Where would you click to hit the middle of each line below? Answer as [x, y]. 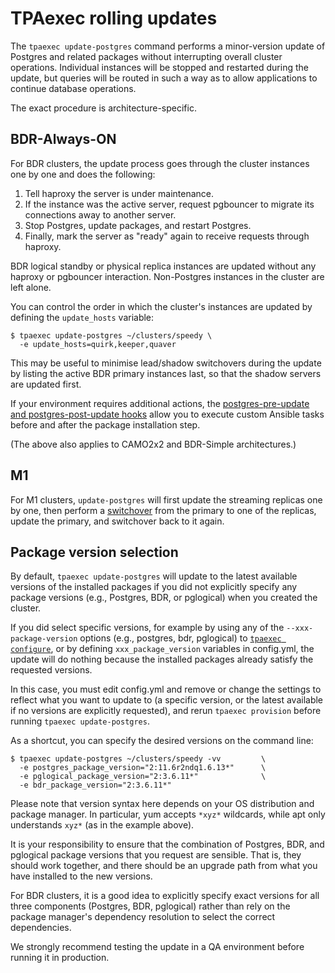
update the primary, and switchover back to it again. [117, 521]
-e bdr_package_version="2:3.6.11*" [95, 785]
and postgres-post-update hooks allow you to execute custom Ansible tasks [167, 414]
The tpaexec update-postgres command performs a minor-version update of [168, 46]
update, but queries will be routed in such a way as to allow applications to [164, 78]
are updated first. [46, 384]
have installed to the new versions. [81, 876]
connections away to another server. [100, 214]
